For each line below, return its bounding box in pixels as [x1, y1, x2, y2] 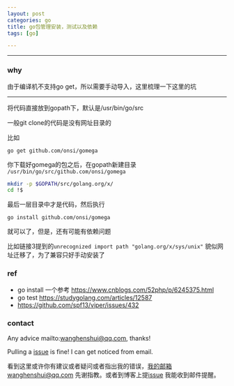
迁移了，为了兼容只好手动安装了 [13, 251, 105, 259]
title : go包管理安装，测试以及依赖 [7, 23, 98, 30]
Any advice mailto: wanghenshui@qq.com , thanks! [7, 334, 151, 342]
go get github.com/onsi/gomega [7, 147, 98, 154]
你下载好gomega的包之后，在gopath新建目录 [7, 160, 137, 168]
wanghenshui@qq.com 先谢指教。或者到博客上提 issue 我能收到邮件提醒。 [7, 371, 221, 379]
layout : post [7, 10, 45, 17]
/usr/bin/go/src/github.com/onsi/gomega [7, 168, 127, 175]
